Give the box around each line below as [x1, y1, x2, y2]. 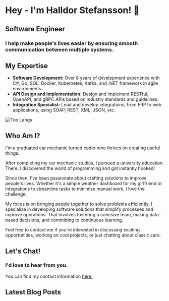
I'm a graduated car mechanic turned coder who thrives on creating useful [5, 145, 160, 151]
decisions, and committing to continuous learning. [19, 217, 124, 223]
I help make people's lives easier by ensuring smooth [5, 40, 138, 47]
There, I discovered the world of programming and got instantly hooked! [5, 165, 155, 171]
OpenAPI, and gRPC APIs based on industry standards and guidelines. [12, 96, 159, 102]
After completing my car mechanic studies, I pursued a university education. [5, 160, 164, 166]
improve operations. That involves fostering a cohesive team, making [5, 212, 149, 218]
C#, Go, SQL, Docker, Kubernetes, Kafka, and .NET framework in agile [12, 80, 158, 86]
